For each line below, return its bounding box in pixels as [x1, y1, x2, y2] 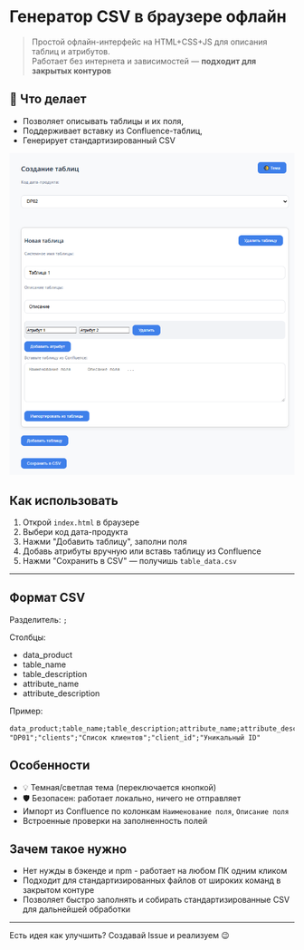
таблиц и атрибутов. [31, 45, 110, 56]
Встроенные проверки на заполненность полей [22, 815, 208, 826]
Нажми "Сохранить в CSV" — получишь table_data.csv [22, 555, 237, 566]
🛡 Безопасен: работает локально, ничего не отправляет [22, 792, 242, 803]
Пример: [9, 705, 43, 716]
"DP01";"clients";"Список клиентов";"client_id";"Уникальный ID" [9, 732, 261, 742]
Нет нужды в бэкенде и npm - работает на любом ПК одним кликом [22, 866, 288, 877]
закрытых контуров [31, 65, 111, 76]
